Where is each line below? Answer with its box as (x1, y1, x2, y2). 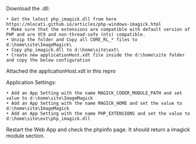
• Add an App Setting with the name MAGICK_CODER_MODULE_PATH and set (6, 90, 183, 96)
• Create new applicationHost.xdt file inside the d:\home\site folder (6, 52, 185, 58)
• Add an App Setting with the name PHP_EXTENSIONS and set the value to (6, 111, 191, 116)
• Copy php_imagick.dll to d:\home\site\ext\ (6, 47, 119, 53)
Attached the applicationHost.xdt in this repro (6, 67, 116, 74)
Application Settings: (6, 79, 57, 85)
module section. (6, 132, 45, 139)
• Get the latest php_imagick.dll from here (6, 16, 117, 22)
